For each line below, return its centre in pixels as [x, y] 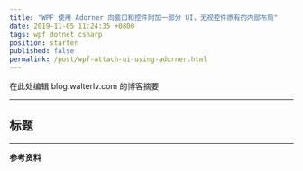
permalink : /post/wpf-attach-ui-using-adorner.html [108, 59]
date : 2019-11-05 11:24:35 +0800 [72, 26]
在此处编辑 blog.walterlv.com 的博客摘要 [84, 86]
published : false [42, 51]
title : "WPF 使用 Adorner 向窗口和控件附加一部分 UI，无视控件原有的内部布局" [144, 18]
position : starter [44, 43]
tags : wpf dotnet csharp [56, 34]
